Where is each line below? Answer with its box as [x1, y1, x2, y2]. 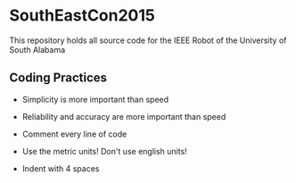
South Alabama [9, 44, 66, 54]
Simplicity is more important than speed [21, 94, 169, 104]
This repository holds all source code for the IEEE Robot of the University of [9, 35, 287, 46]
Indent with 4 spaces [21, 162, 100, 174]
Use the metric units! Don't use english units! [21, 146, 187, 156]
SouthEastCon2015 [9, 5, 156, 26]
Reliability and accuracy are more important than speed [21, 111, 226, 121]
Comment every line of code [21, 129, 127, 139]
